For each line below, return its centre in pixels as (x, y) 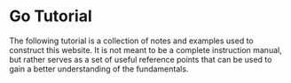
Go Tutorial (51, 16)
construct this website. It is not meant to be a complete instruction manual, (145, 49)
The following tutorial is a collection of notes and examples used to (132, 41)
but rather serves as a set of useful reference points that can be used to (141, 59)
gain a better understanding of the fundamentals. (99, 69)
